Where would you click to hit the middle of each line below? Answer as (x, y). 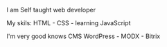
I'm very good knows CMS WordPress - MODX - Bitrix (83, 36)
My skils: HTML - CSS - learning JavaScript (69, 23)
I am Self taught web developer (51, 10)
